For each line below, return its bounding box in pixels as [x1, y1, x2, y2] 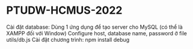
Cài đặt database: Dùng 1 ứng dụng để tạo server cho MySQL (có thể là [6, 23, 183, 30]
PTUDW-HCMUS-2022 [6, 4, 123, 17]
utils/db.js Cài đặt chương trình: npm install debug [6, 36, 130, 43]
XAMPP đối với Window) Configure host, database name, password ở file [6, 29, 188, 36]
